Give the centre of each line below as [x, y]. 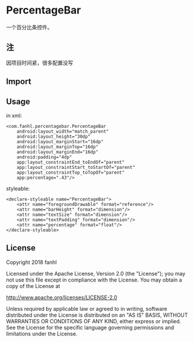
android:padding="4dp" [44, 157]
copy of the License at [33, 286]
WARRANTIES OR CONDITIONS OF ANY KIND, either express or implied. [93, 321]
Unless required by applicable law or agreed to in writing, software [87, 309]
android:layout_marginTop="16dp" [58, 147]
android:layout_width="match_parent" [63, 131]
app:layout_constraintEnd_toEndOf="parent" [71, 162]
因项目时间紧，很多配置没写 [40, 63]
